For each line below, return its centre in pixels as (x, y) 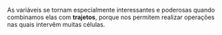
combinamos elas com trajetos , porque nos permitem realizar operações (111, 17)
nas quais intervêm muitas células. (56, 24)
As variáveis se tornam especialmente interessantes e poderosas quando (111, 10)
